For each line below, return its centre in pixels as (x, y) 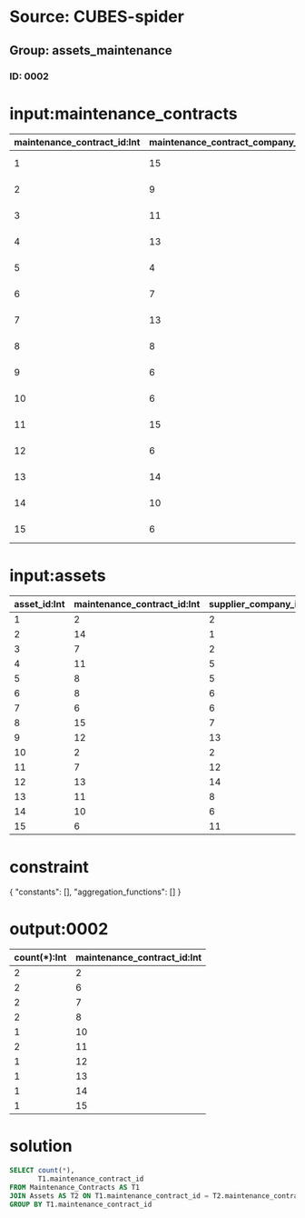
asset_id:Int (39, 604)
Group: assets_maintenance (91, 50)
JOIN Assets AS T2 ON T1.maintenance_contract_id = (109, 1196)
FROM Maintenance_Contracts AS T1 (75, 1187)
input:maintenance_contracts (123, 113)
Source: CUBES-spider (97, 17)
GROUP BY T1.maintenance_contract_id (81, 1204)
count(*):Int (40, 958)
